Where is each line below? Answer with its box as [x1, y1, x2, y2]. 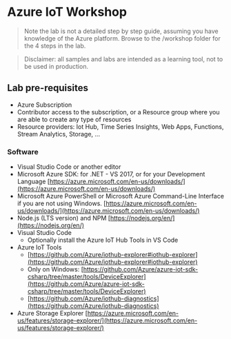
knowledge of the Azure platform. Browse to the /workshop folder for [23, 34, 221, 42]
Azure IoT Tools [17, 243, 62, 251]
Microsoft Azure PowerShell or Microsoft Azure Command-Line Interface [17, 192, 224, 201]
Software [7, 147, 39, 156]
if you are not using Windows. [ [17, 199, 106, 207]
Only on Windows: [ [27, 265, 84, 274]
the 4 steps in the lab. [23, 41, 86, 50]
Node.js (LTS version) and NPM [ [17, 214, 111, 223]
